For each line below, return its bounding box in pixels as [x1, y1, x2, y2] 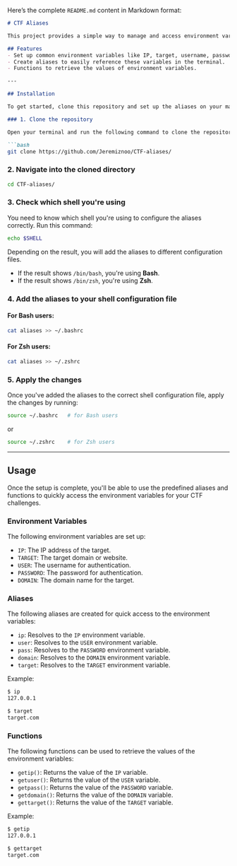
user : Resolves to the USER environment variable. [17, 638, 158, 647]
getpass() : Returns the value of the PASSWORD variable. [17, 783, 174, 792]
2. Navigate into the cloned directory [7, 165, 135, 175]
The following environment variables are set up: [7, 532, 146, 540]
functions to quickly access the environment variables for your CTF [7, 491, 203, 499]
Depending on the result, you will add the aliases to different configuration [7, 247, 223, 256]
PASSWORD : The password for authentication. [17, 568, 143, 577]
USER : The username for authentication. [17, 561, 132, 569]
